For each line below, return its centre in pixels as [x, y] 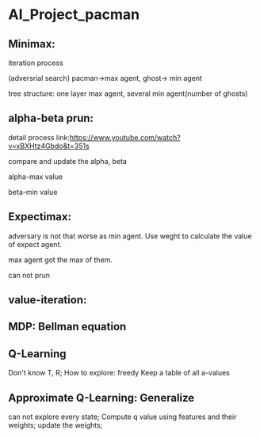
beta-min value [33, 192]
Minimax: [32, 44]
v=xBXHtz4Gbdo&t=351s [49, 146]
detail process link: [39, 137]
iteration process [36, 63]
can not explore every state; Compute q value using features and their [122, 417]
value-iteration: [48, 300]
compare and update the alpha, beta [67, 161]
